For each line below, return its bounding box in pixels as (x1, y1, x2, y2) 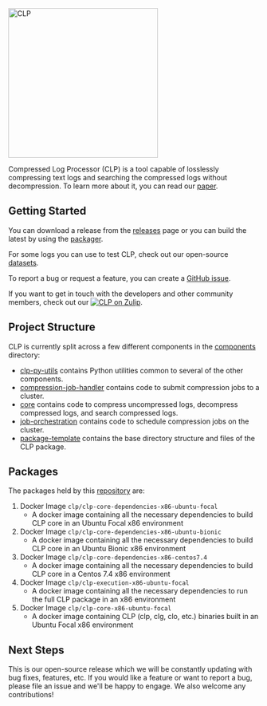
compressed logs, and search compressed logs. (19, 408, 179, 417)
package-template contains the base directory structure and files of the (19, 433, 255, 443)
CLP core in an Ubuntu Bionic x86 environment (31, 544, 187, 554)
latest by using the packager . (8, 234, 104, 243)
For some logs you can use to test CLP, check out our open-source (8, 249, 229, 258)
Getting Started (8, 204, 87, 218)
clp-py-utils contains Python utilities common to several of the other (19, 365, 244, 375)
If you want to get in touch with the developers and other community (8, 289, 234, 298)
